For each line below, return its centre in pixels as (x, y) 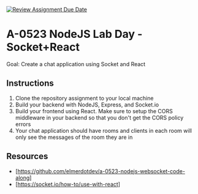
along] (23, 177)
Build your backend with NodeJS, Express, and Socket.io (87, 105)
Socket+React (43, 47)
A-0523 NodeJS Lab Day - (74, 34)
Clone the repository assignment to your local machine (84, 98)
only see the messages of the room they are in (74, 137)
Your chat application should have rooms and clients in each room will (103, 130)
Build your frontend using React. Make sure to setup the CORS (94, 111)
